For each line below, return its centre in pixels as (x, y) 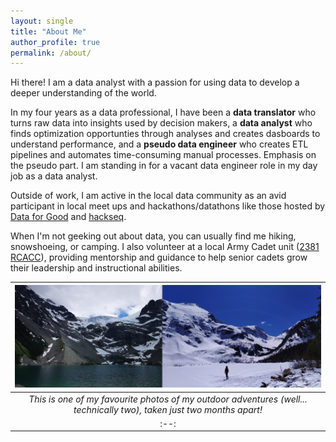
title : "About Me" (48, 31)
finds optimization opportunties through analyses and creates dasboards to (165, 134)
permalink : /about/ (51, 53)
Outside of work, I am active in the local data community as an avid (148, 196)
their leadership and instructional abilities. (96, 268)
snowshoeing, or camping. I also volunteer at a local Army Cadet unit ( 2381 (165, 247)
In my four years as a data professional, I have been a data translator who (163, 112)
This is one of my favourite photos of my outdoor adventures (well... (168, 399)
